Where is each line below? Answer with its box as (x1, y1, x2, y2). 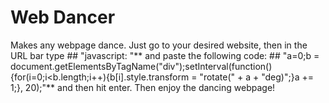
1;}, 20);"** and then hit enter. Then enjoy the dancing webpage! (10, 81, 276, 93)
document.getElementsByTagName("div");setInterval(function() (10, 60, 273, 72)
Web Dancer (10, 6, 116, 29)
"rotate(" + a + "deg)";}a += (199, 71, 314, 83)
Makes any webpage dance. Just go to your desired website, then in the (10, 39, 308, 51)
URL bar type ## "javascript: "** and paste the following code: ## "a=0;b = (10, 49, 320, 61)
